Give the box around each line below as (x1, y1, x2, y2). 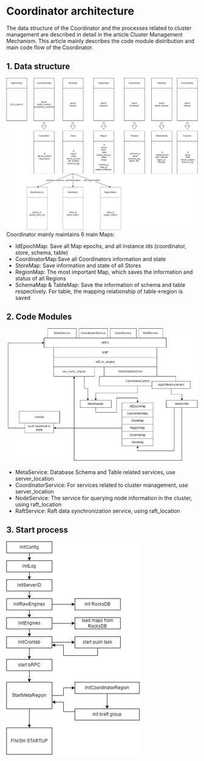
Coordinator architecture (6, 4, 135, 18)
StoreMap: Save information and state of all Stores (15, 261, 141, 269)
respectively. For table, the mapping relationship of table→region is (15, 288, 183, 295)
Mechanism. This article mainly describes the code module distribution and (6, 37, 194, 44)
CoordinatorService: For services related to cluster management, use (15, 481, 188, 489)
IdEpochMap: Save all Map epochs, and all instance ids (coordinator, (15, 242, 187, 250)
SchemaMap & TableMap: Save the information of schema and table (15, 281, 186, 288)
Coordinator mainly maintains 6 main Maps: (6, 230, 115, 238)
